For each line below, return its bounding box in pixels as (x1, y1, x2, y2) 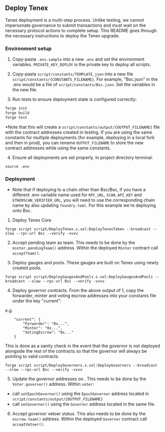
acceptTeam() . (12, 250, 40, 256)
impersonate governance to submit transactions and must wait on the (5, 22, 146, 28)
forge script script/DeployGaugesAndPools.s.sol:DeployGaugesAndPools (5, 275, 153, 280)
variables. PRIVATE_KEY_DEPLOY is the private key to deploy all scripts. (12, 62, 151, 68)
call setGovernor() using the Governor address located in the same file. (12, 401, 156, 407)
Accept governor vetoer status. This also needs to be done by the (12, 411, 146, 417)
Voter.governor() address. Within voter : (12, 381, 95, 387)
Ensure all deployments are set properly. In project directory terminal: (12, 154, 153, 160)
